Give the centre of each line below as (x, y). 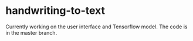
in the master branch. (31, 32)
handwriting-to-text (55, 11)
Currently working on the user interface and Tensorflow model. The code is (97, 27)
